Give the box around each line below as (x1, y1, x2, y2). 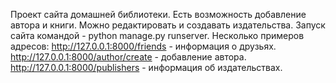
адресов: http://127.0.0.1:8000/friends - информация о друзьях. (10, 40, 277, 52)
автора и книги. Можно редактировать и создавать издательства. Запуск (10, 19, 326, 31)
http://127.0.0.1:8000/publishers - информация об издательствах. (10, 62, 283, 73)
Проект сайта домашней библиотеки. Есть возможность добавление (10, 9, 307, 20)
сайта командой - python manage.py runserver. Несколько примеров (10, 30, 305, 41)
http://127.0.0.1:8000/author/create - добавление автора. (10, 51, 247, 63)
